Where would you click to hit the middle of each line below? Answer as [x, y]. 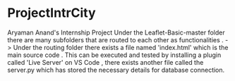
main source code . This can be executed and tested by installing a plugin [114, 55]
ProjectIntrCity [52, 13]
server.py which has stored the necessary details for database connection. [116, 70]
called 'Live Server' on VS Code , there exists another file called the [106, 62]
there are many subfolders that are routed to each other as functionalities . [115, 39]
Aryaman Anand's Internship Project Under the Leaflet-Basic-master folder [116, 32]
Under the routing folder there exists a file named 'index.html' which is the [121, 47]
